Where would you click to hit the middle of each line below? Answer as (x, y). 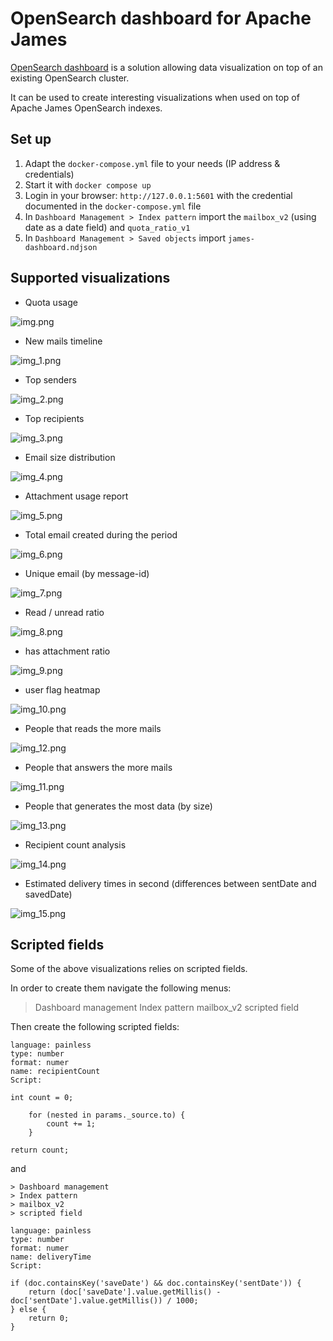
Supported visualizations (90, 278)
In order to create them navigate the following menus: (121, 988)
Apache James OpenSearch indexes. (86, 108)
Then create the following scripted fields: (95, 1027)
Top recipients (54, 418)
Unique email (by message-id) (87, 573)
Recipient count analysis (75, 844)
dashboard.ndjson (61, 247)
